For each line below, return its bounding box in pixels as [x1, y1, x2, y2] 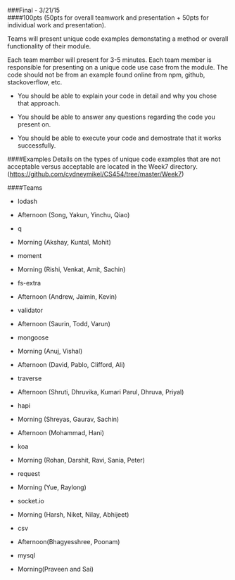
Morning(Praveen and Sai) [17, 565, 94, 573]
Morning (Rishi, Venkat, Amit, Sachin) [17, 265, 126, 273]
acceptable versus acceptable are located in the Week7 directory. [7, 162, 198, 171]
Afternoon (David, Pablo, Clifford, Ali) [17, 361, 125, 368]
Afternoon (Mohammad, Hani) [17, 429, 104, 437]
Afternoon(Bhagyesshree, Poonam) [17, 538, 120, 546]
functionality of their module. [7, 42, 91, 50]
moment [17, 252, 42, 259]
